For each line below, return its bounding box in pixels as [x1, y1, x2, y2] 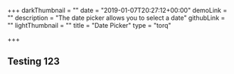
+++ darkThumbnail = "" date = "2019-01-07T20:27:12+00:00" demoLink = [7, 6, 228, 14]
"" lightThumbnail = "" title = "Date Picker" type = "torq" [7, 21, 172, 29]
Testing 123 [7, 55, 60, 68]
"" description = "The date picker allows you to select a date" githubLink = [7, 14, 225, 22]
